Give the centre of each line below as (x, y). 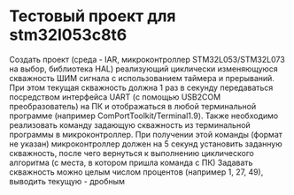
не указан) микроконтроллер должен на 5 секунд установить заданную (146, 144)
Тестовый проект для (93, 16)
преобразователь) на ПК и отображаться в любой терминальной (133, 106)
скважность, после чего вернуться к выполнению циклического (132, 153)
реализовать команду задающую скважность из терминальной (130, 124)
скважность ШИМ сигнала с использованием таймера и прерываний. (142, 78)
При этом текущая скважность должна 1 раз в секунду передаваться (141, 87)
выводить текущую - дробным (67, 181)
